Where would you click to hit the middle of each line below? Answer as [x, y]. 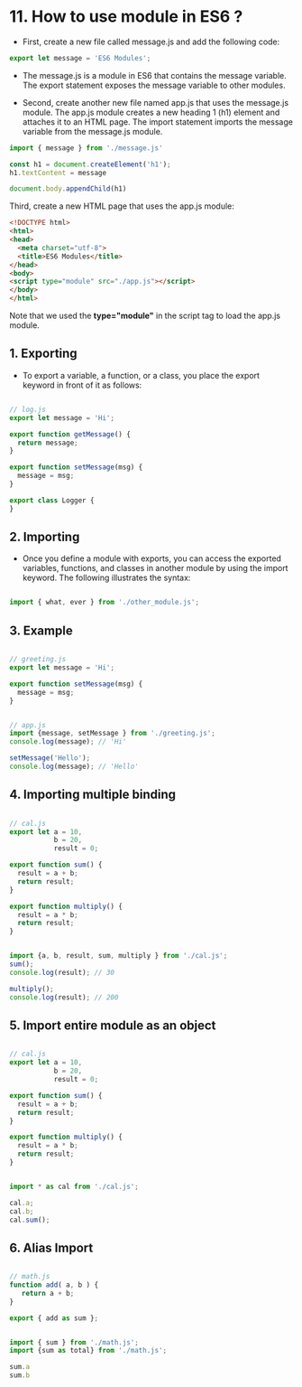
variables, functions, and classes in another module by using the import [155, 568]
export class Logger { [52, 500]
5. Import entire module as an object [113, 1025]
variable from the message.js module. [92, 131]
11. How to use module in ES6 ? [126, 17]
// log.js [28, 409]
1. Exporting [44, 354]
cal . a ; [22, 1203]
